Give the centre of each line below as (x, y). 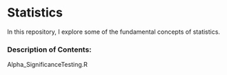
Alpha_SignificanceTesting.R (48, 65)
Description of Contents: (49, 50)
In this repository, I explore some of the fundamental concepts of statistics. (114, 32)
